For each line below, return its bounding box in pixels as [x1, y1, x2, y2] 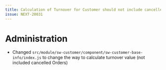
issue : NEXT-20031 [5, 12, 43, 17]
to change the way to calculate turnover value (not [42, 55, 145, 61]
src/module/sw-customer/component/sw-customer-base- [32, 50, 143, 55]
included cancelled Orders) [12, 60, 68, 66]
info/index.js [12, 55, 41, 61]
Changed [12, 49, 31, 55]
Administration [5, 33, 68, 44]
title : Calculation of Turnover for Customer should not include [5, 7, 142, 12]
